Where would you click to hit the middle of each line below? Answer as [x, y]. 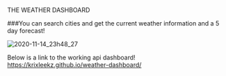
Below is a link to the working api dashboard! [71, 57]
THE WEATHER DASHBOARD [49, 10]
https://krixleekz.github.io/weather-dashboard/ [74, 65]
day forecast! [26, 31]
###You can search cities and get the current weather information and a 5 [113, 23]
